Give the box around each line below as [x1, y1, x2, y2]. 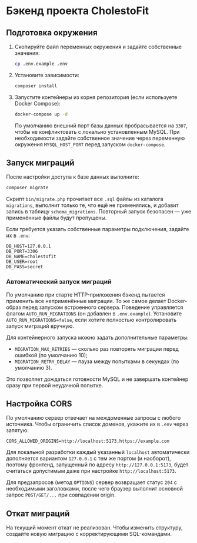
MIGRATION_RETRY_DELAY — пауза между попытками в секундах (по [14, 358, 179, 365]
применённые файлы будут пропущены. [6, 214, 107, 222]
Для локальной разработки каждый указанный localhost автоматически [6, 449, 190, 456]
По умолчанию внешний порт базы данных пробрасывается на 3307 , [14, 122, 188, 129]
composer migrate [6, 185, 49, 191]
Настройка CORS [6, 399, 72, 409]
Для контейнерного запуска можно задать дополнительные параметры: [6, 334, 189, 341]
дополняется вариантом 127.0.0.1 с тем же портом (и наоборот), [6, 455, 172, 462]
